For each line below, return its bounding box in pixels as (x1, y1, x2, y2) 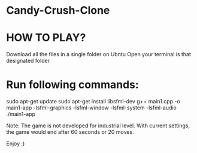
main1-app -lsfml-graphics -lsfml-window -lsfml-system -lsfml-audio (6, 104, 177, 111)
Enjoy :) (6, 140, 25, 147)
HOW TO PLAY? (6, 31, 86, 45)
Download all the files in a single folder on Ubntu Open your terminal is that (6, 51, 192, 58)
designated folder (6, 57, 50, 65)
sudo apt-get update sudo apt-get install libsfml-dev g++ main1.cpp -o (6, 98, 181, 105)
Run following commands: (6, 78, 139, 91)
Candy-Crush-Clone (6, 4, 110, 17)
